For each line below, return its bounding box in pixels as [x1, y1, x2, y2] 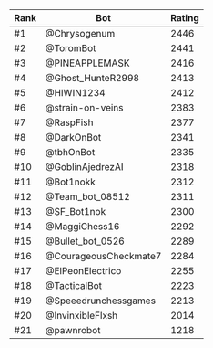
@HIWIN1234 [45, 87, 106, 99]
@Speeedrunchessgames [45, 294, 157, 307]
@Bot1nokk [45, 175, 96, 188]
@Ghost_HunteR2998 [45, 72, 139, 84]
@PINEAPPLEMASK [45, 57, 130, 69]
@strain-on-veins [45, 101, 125, 113]
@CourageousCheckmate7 [45, 250, 162, 262]
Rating [170, 12, 199, 24]
